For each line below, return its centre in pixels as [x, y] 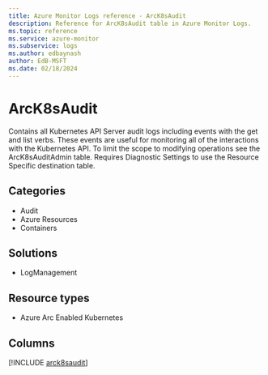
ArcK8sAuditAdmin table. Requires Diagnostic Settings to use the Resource [134, 157]
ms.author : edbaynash [45, 53]
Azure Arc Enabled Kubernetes [72, 317]
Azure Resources [49, 219]
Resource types [49, 298]
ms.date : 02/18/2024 [43, 69]
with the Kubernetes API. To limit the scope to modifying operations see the [134, 148]
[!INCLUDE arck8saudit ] [48, 362]
